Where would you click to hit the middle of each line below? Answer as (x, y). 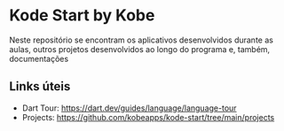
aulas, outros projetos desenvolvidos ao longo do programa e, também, (140, 49)
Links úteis (40, 86)
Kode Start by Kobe (82, 15)
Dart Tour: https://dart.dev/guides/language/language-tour (129, 108)
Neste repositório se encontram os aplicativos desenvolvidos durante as (141, 40)
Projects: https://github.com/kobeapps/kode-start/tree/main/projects (148, 117)
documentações (39, 58)
